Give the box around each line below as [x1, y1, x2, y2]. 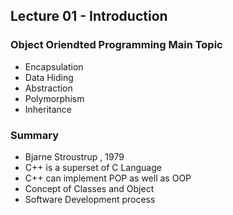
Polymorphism [24, 92, 85, 104]
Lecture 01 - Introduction [10, 8, 168, 25]
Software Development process [24, 193, 156, 205]
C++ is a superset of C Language [24, 161, 162, 173]
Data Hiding [24, 71, 74, 83]
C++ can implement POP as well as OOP [24, 172, 192, 184]
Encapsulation [24, 60, 84, 73]
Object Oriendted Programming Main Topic [10, 38, 223, 52]
